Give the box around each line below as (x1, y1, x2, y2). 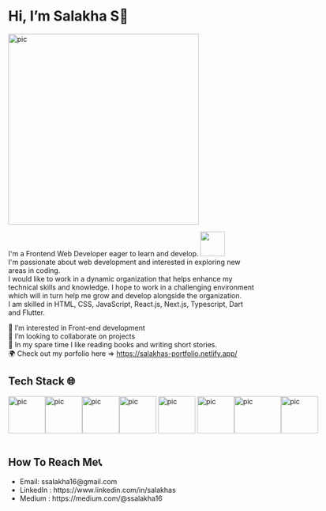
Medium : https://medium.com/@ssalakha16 (19, 494, 163, 503)
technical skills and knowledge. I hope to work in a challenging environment (8, 282, 254, 292)
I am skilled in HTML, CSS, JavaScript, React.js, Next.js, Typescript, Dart (8, 299, 243, 308)
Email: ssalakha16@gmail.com (19, 476, 118, 486)
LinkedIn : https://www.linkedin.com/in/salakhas (19, 485, 176, 494)
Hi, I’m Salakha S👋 (8, 7, 129, 25)
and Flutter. (8, 308, 46, 317)
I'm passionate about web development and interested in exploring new (8, 257, 241, 267)
